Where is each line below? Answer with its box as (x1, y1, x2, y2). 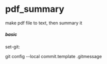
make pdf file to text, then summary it (5, 20, 82, 26)
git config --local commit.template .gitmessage (5, 53, 102, 59)
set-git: (5, 44, 20, 50)
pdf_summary (5, 3, 64, 15)
